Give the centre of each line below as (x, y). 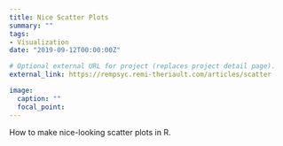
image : (21, 90)
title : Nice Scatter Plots (59, 17)
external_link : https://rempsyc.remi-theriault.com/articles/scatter (141, 75)
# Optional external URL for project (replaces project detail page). (142, 66)
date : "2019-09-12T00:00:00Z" (65, 50)
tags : (19, 34)
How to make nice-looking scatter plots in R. (90, 132)
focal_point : (41, 107)
